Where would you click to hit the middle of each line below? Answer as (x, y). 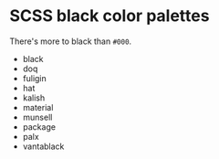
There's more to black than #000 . (71, 41)
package (39, 127)
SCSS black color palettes (109, 16)
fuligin (35, 78)
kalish (34, 98)
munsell (37, 117)
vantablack (43, 146)
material (38, 107)
